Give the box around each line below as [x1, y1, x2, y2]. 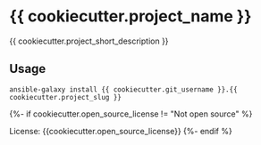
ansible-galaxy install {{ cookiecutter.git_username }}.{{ [9, 85, 239, 94]
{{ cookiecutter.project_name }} [9, 6, 252, 27]
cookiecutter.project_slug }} [9, 93, 122, 101]
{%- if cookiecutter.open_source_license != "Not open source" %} [9, 109, 253, 119]
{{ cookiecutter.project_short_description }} [9, 36, 169, 46]
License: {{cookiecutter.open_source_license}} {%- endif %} [9, 125, 232, 136]
